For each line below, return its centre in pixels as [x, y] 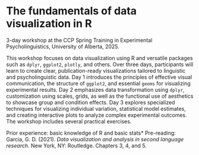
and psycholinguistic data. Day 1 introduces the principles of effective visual [99, 77]
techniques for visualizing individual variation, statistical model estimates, [96, 108]
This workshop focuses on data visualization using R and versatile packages [99, 58]
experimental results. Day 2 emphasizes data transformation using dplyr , [96, 89]
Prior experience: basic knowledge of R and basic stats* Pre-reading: [91, 133]
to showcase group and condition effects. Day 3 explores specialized [91, 102]
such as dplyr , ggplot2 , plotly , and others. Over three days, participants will [100, 64]
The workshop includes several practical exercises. [69, 121]
